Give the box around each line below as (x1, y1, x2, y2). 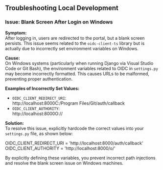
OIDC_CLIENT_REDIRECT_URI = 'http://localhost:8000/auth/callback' (5, 140, 143, 146)
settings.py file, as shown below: (5, 130, 73, 137)
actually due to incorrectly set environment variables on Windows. (5, 45, 139, 51)
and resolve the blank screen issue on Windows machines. (5, 160, 124, 166)
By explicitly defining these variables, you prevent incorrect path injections (5, 155, 156, 161)
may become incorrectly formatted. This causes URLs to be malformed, (5, 71, 149, 77)
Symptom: (5, 29, 27, 36)
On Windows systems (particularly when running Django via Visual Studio (5, 60, 154, 66)
